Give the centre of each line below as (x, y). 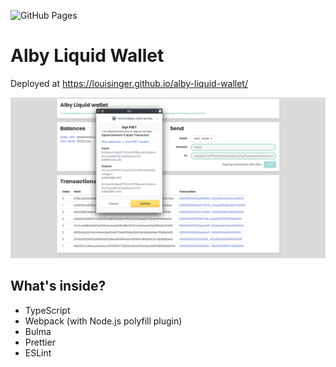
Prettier (40, 342)
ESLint (38, 352)
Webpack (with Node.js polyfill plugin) (103, 321)
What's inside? (58, 286)
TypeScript (47, 310)
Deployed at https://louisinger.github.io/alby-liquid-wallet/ (129, 83)
